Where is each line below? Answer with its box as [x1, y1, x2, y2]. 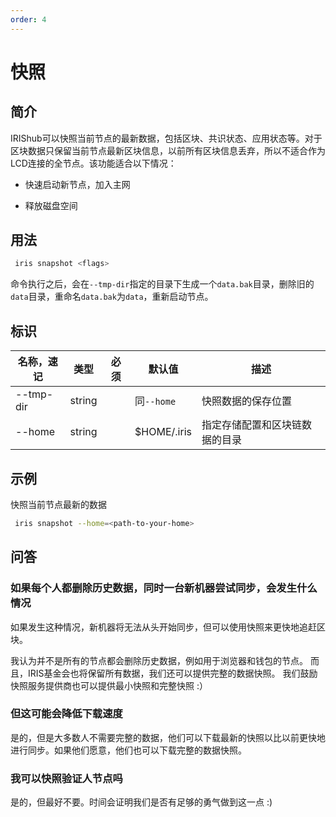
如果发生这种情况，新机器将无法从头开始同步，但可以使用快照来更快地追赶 [10, 621, 317, 633]
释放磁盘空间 [24, 199, 78, 211]
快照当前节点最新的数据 [10, 498, 107, 510]
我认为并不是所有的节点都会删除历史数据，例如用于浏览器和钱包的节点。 [10, 654, 308, 666]
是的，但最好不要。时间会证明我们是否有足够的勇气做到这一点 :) [10, 796, 273, 808]
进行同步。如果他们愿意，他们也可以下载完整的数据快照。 [10, 744, 247, 756]
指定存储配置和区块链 [201, 418, 302, 432]
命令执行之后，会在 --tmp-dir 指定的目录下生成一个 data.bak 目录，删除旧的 [10, 278, 315, 290]
